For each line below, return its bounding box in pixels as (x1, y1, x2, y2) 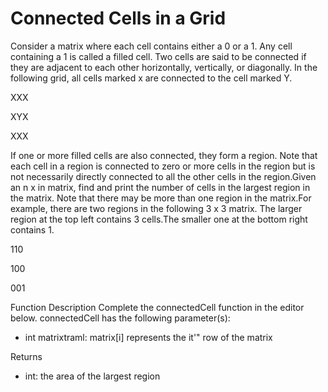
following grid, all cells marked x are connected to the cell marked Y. (10, 72, 293, 84)
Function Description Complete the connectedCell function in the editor (10, 301, 305, 313)
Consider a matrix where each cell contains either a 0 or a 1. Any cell (10, 40, 293, 52)
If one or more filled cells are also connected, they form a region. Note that (10, 149, 318, 161)
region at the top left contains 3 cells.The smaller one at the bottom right (10, 213, 308, 225)
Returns (10, 350, 43, 362)
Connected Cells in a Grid (10, 7, 227, 30)
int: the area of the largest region (24, 370, 161, 382)
